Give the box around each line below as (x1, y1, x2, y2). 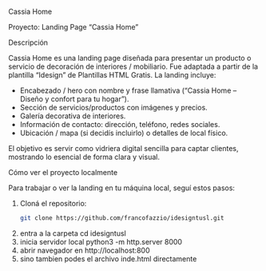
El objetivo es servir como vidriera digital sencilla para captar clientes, (8, 144, 239, 153)
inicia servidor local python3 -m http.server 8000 (19, 237, 182, 246)
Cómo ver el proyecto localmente (8, 168, 118, 177)
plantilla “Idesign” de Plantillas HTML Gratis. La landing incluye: (8, 70, 216, 79)
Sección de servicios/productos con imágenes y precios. (19, 103, 208, 112)
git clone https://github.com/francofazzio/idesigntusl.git (19, 214, 224, 222)
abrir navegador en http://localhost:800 (19, 245, 150, 255)
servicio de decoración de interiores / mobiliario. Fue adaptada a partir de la (8, 62, 258, 71)
